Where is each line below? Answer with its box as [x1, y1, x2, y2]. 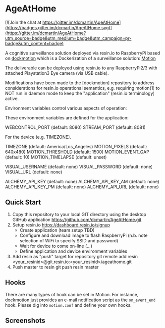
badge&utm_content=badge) [5, 40, 64, 46]
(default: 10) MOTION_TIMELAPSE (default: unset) [5, 154, 107, 160]
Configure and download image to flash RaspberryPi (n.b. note [19, 232, 148, 238]
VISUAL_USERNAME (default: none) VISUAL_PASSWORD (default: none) [5, 164, 153, 169]
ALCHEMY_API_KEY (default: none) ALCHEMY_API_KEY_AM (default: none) [5, 178, 160, 184]
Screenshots [5, 316, 46, 325]
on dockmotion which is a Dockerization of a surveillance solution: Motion [5, 55, 156, 61]
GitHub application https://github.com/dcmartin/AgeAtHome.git [12, 217, 142, 222]
